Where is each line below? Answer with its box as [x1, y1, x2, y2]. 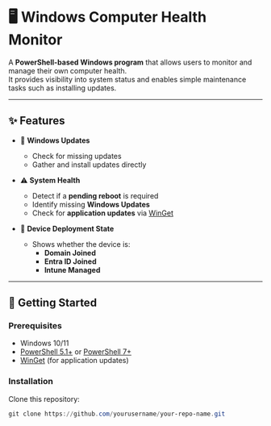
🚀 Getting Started [8, 296, 98, 310]
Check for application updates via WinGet [31, 208, 173, 218]
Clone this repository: [8, 394, 81, 403]
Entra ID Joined [44, 257, 97, 266]
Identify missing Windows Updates [31, 199, 151, 209]
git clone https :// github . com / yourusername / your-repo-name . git [8, 410, 226, 418]
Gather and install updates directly [31, 160, 147, 169]
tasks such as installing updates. [8, 83, 117, 93]
